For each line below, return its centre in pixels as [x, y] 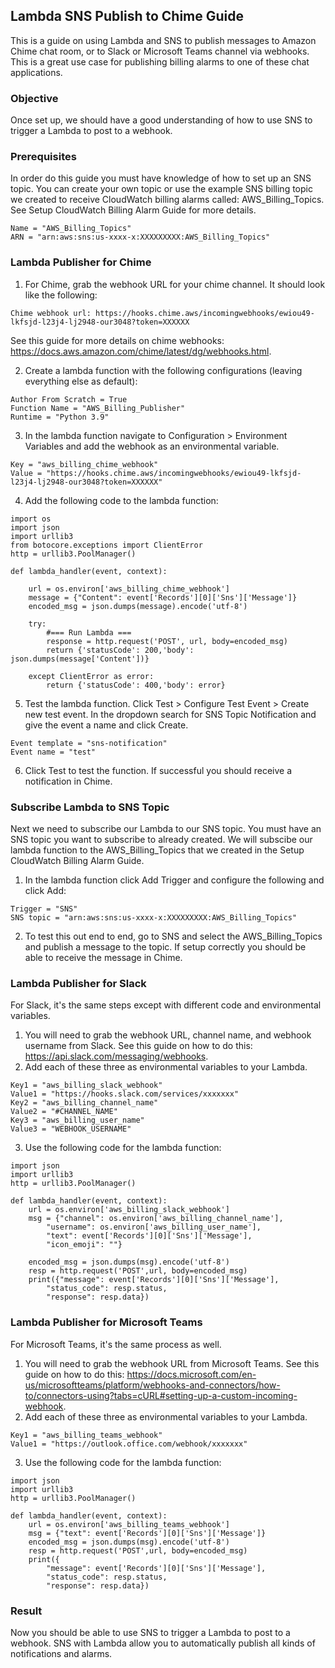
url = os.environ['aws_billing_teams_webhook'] [129, 1524]
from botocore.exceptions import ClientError [106, 545]
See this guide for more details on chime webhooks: [117, 340]
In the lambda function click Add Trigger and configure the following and [174, 880]
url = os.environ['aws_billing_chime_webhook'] [129, 589]
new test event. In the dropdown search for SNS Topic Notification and [170, 714]
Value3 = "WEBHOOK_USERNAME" [71, 1129]
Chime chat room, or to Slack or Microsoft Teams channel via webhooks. [160, 51]
